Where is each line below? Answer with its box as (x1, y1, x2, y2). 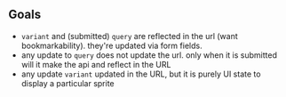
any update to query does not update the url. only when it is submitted (20, 49, 277, 61)
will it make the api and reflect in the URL (20, 59, 171, 69)
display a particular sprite (20, 77, 115, 88)
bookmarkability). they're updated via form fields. (20, 40, 203, 51)
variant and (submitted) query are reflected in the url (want (20, 30, 239, 41)
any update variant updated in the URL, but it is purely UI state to (20, 69, 261, 79)
